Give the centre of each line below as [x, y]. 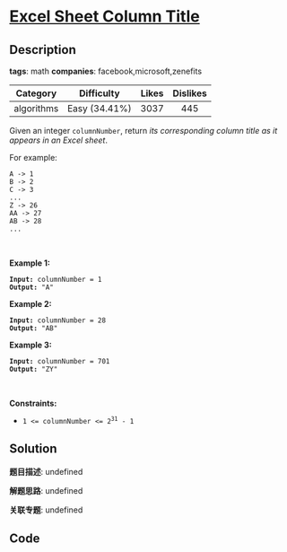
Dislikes [190, 93]
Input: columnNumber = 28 [57, 320]
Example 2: [30, 304]
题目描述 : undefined [46, 471]
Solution [33, 449]
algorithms [36, 108]
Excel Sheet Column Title [104, 17]
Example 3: [30, 345]
